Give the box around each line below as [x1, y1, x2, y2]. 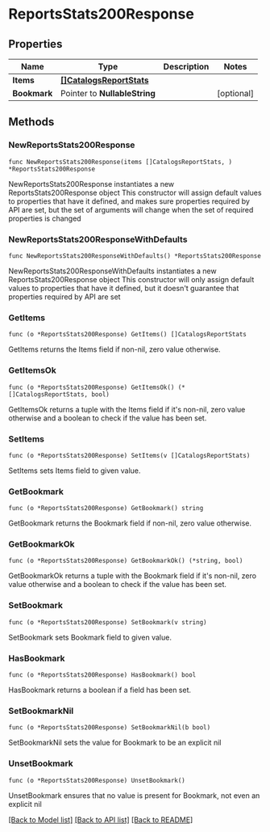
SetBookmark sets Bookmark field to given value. [8, 632, 172, 642]
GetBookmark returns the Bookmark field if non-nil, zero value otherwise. [8, 518, 252, 528]
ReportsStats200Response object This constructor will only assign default [8, 274, 255, 284]
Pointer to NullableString [60, 88, 156, 99]
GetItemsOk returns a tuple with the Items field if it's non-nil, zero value [8, 404, 246, 414]
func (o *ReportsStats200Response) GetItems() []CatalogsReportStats [8, 331, 247, 339]
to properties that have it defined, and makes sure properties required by [8, 196, 250, 206]
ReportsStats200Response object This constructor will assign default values [8, 188, 262, 197]
